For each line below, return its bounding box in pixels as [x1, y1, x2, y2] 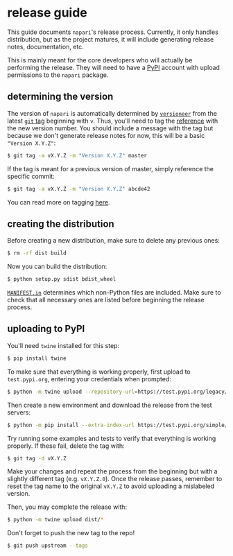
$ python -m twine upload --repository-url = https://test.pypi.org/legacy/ [7, 388, 228, 395]
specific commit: [7, 172, 55, 180]
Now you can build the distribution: [7, 262, 107, 271]
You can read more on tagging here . [7, 198, 110, 206]
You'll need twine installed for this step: [7, 341, 120, 349]
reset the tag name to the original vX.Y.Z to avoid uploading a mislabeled [7, 482, 215, 490]
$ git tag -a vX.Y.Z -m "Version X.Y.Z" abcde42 [7, 185, 150, 192]
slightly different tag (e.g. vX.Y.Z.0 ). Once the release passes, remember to [7, 475, 223, 483]
